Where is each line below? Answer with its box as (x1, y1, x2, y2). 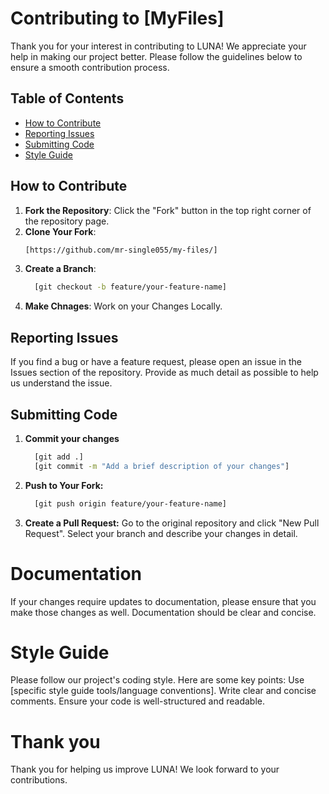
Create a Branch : (24, 263, 97, 275)
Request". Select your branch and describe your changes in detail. (24, 527, 298, 539)
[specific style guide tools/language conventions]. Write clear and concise (10, 685, 317, 697)
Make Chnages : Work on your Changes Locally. (24, 300, 223, 312)
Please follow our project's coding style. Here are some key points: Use (10, 674, 305, 686)
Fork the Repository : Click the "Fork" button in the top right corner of (24, 204, 312, 216)
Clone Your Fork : (24, 225, 97, 237)
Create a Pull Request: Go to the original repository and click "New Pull (24, 517, 320, 529)
